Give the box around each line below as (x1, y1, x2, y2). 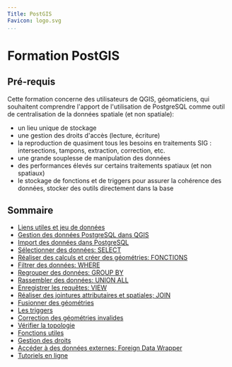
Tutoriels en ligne (17, 351, 69, 360)
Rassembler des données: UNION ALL (17, 276, 129, 285)
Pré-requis (7, 76, 56, 88)
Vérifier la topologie (17, 321, 76, 330)
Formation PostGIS (7, 48, 120, 64)
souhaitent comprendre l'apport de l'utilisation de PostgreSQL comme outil (7, 102, 225, 111)
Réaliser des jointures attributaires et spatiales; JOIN (17, 291, 171, 300)
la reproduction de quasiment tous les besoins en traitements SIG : (17, 138, 212, 147)
